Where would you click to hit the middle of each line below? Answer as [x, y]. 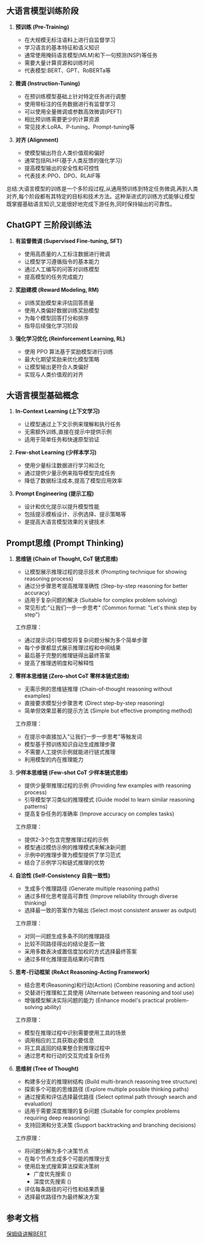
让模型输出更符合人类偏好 [56, 367]
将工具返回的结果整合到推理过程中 [67, 1048]
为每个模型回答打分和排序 [56, 318]
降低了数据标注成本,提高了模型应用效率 [73, 480]
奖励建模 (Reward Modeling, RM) [57, 289]
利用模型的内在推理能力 [54, 759]
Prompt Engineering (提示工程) [55, 494]
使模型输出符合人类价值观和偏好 [64, 153]
